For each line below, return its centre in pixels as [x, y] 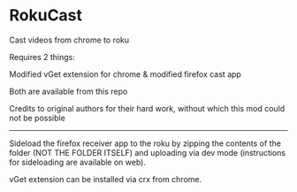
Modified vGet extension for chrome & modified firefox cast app [125, 74]
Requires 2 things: [42, 57]
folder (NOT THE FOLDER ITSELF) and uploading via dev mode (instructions [147, 152]
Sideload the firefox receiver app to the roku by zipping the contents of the [145, 143]
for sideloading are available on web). [77, 162]
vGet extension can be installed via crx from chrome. [106, 179]
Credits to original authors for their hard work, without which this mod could [147, 108]
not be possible [38, 118]
